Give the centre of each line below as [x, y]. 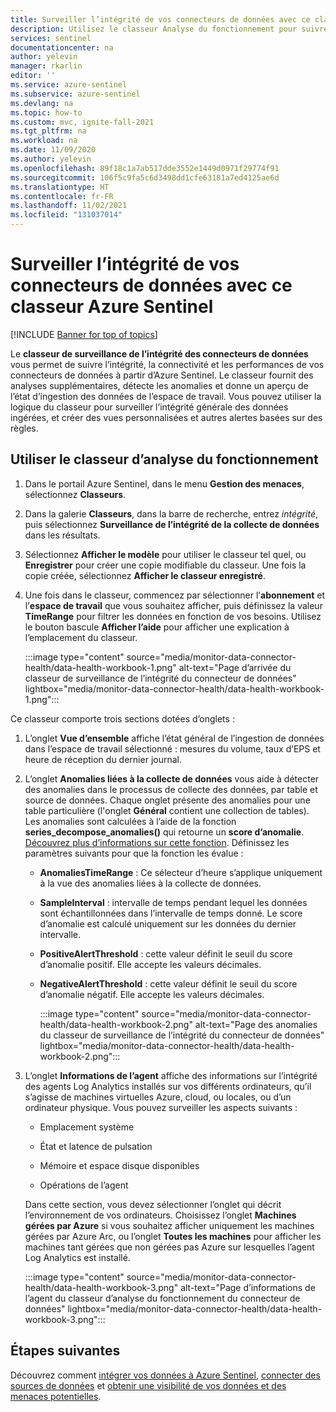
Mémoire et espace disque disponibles [119, 1165]
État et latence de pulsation [96, 1146]
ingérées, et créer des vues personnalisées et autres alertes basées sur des [166, 417]
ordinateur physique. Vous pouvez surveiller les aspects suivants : [161, 1107]
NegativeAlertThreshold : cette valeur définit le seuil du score [168, 983]
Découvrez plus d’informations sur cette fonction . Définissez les [157, 842]
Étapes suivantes [65, 1351]
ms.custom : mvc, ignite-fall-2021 [82, 122]
